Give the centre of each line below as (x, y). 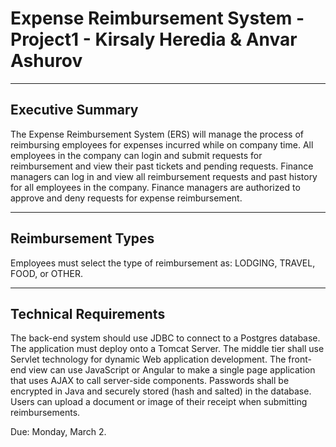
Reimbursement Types (82, 238)
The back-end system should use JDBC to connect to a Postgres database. (165, 338)
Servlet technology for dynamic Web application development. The (148, 359)
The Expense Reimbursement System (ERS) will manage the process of (157, 134)
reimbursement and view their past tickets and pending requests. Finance (162, 166)
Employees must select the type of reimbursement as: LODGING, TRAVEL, (163, 263)
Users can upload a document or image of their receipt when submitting (159, 402)
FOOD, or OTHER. (46, 273)
